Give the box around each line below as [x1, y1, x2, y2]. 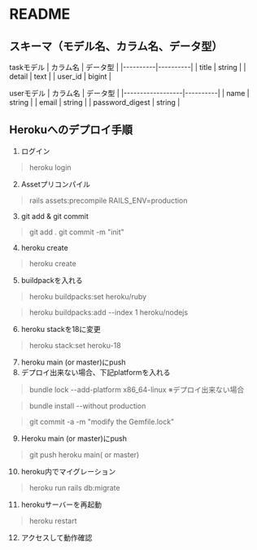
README [9, 5, 71, 24]
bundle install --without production [28, 400, 146, 411]
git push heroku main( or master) [28, 449, 140, 460]
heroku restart [28, 516, 77, 526]
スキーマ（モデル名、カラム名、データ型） [9, 39, 223, 53]
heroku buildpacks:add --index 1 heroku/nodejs [28, 307, 189, 317]
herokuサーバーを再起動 [20, 500, 102, 509]
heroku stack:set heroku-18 [28, 340, 121, 350]
